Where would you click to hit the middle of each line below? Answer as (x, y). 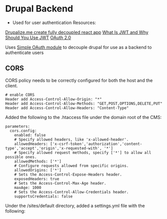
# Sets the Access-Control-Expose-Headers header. (68, 174)
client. (12, 85)
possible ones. (21, 157)
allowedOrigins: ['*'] (38, 170)
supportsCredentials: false (43, 196)
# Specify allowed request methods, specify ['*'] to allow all (83, 152)
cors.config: (23, 130)
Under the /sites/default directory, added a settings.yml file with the (75, 205)
